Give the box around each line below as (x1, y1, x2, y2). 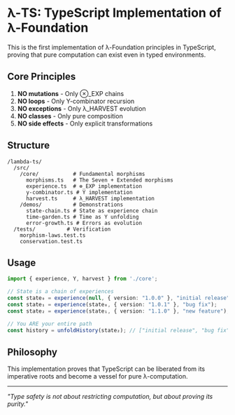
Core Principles (7, 71, 76, 83)
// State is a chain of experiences (7, 288, 114, 295)
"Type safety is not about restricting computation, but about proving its (7, 393, 213, 401)
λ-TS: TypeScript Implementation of (7, 5, 222, 21)
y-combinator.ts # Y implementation (25, 189, 133, 196)
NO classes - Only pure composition (17, 111, 124, 120)
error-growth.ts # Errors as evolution (25, 219, 142, 226)
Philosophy (7, 346, 58, 358)
